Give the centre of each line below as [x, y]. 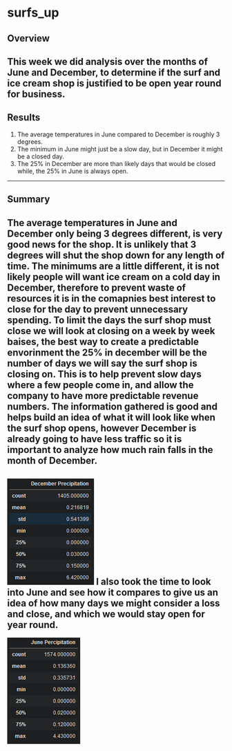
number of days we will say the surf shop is [103, 363]
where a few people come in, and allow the [100, 385]
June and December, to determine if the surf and [114, 72]
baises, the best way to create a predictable [103, 341]
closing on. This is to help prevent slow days [104, 374]
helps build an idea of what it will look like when [112, 417]
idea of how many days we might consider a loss [114, 603]
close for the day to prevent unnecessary [98, 309]
